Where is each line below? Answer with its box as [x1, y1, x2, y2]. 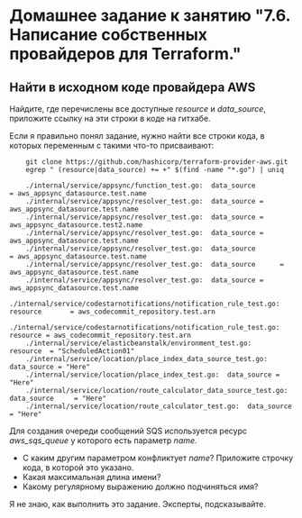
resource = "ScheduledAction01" [9, 347, 135, 356]
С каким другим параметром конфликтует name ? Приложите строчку [22, 452, 294, 463]
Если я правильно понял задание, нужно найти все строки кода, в [9, 131, 265, 141]
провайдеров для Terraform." [9, 44, 242, 64]
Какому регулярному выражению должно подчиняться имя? [22, 481, 259, 492]
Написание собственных [9, 24, 208, 45]
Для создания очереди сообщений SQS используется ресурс [9, 425, 248, 436]
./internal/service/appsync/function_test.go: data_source [25, 181, 256, 190]
